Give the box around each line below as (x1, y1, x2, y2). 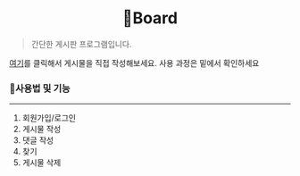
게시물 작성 (21, 124, 62, 135)
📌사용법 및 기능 (9, 82, 71, 95)
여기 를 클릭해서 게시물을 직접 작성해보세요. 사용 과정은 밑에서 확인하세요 (9, 57, 260, 68)
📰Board (121, 8, 179, 29)
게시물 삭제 (21, 157, 62, 168)
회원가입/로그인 (21, 113, 77, 123)
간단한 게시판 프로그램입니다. (30, 38, 132, 49)
